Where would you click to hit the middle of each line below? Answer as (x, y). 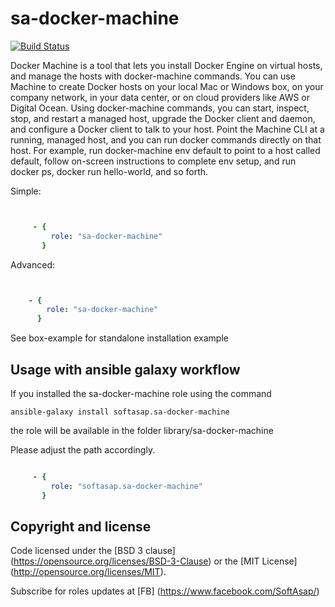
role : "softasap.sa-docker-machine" (126, 486)
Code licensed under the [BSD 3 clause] (93, 551)
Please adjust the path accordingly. (83, 450)
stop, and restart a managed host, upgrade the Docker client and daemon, (163, 118)
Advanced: (32, 264)
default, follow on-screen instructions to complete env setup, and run (153, 161)
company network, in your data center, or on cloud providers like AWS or (160, 97)
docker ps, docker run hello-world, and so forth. (109, 171)
